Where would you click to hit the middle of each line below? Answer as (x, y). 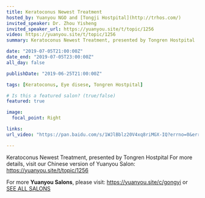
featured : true (26, 101)
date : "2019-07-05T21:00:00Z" (45, 51)
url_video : (20, 135)
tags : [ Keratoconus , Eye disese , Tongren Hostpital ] (75, 85)
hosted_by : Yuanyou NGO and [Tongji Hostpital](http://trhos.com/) (94, 18)
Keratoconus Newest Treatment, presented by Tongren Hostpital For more (99, 157)
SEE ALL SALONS (28, 188)
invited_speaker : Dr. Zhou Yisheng (52, 23)
